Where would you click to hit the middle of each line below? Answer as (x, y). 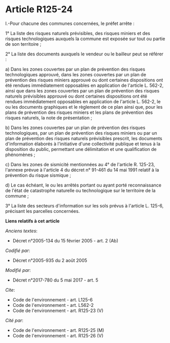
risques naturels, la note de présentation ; (49, 117)
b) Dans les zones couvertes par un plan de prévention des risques (75, 128)
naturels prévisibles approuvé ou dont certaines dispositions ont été (76, 96)
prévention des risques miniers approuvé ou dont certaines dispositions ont (84, 80)
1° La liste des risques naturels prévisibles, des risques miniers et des (78, 33)
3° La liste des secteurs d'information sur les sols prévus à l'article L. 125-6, (84, 206)
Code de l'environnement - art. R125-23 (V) (58, 310)
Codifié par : (18, 251)
